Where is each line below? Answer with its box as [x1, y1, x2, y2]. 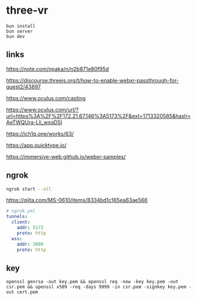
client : [11, 219, 31, 225]
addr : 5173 [17, 225, 44, 231]
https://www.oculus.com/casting [6, 94, 86, 101]
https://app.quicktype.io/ [6, 142, 67, 149]
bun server [6, 28, 33, 34]
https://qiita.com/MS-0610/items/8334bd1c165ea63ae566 [6, 197, 148, 204]
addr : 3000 [17, 241, 44, 247]
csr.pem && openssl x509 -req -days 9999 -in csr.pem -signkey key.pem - [6, 284, 192, 290]
